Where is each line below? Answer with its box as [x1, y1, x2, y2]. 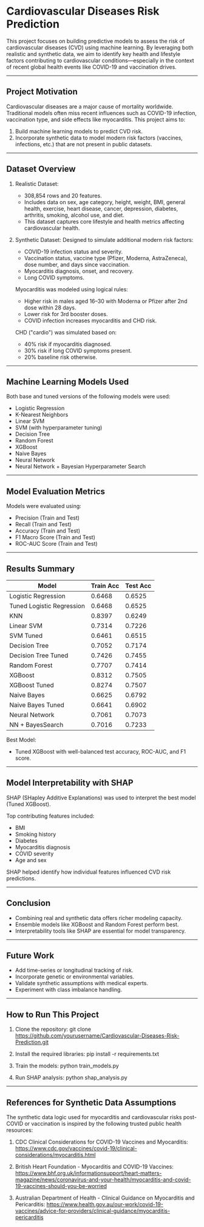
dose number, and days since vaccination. [24, 261, 131, 268]
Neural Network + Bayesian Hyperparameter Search [15, 463, 146, 470]
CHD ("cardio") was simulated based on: [15, 328, 117, 336]
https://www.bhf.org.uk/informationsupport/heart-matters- [15, 1170, 162, 1177]
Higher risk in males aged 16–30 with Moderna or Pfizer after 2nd [24, 297, 188, 305]
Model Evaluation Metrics [6, 486, 105, 497]
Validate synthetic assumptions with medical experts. [15, 980, 149, 987]
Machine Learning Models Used [6, 377, 129, 387]
